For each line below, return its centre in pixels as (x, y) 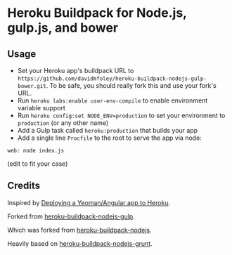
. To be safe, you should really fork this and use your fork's (131, 85)
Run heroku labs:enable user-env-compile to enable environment (112, 100)
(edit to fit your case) (38, 164)
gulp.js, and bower (63, 28)
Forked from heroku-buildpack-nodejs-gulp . (71, 216)
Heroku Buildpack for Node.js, (97, 13)
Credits (24, 186)
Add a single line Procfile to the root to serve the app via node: (109, 138)
